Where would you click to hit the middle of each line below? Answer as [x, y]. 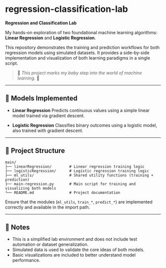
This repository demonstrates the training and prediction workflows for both [82, 47]
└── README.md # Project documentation [63, 193]
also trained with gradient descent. [48, 131]
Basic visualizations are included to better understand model [74, 255]
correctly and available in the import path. [48, 207]
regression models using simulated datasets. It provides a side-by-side [77, 53]
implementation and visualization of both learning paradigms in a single [78, 58]
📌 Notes [18, 227]
